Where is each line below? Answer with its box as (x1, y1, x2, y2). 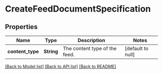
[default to (124, 45, 149, 52)
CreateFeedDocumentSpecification (5, 3, 151, 15)
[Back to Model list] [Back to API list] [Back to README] (5, 64, 116, 69)
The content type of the (63, 45, 117, 52)
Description (77, 37, 105, 44)
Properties (5, 23, 38, 31)
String (43, 48, 58, 55)
